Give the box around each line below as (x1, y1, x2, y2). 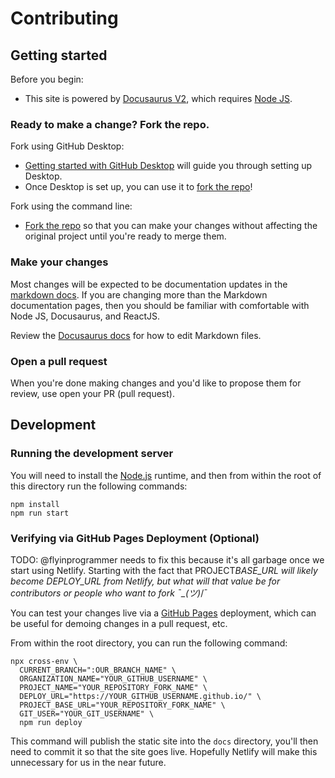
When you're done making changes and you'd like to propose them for (10, 377, 302, 389)
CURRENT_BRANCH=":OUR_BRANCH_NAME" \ (19, 665, 177, 675)
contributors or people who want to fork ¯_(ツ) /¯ (10, 587, 208, 599)
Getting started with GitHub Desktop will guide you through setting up (24, 160, 313, 172)
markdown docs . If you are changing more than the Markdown (10, 288, 268, 301)
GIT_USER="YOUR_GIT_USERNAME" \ (19, 708, 155, 719)
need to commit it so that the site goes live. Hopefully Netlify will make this (10, 745, 318, 757)
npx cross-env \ (10, 656, 78, 666)
